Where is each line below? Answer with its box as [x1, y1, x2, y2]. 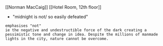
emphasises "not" [5, 23, 42, 28]
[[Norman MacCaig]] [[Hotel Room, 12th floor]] [5, 4, 102, 10]
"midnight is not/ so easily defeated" [12, 14, 88, 19]
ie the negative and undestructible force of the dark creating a [5, 28, 147, 33]
